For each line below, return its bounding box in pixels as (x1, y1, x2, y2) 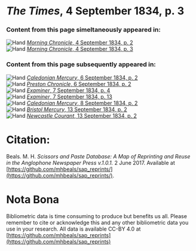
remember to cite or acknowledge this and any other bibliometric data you (6, 219, 189, 226)
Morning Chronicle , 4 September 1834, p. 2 (26, 39, 133, 46)
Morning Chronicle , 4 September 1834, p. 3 (26, 45, 133, 53)
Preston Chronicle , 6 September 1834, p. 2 (26, 80, 131, 87)
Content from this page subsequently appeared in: (6, 60, 157, 69)
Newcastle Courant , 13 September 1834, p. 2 (26, 112, 137, 119)
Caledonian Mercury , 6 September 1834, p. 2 (26, 74, 138, 81)
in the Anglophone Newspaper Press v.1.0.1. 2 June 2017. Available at (6, 159, 175, 166)
